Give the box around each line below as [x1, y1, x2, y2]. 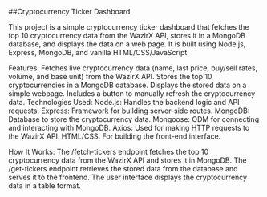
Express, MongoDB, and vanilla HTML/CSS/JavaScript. [8, 48, 190, 57]
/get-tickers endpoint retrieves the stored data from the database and [8, 164, 238, 173]
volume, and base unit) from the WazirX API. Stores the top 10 [8, 72, 212, 81]
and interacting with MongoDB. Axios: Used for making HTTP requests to [8, 123, 250, 132]
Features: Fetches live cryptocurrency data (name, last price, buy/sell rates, [8, 63, 258, 73]
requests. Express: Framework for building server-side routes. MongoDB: [8, 106, 250, 115]
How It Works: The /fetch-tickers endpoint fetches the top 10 [8, 147, 209, 156]
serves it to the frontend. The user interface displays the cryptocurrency [8, 172, 247, 182]
